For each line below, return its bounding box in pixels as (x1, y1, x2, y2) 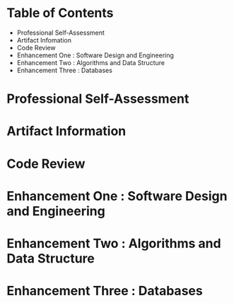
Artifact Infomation (16, 35, 72, 44)
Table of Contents (6, 5, 114, 21)
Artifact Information (6, 123, 127, 139)
